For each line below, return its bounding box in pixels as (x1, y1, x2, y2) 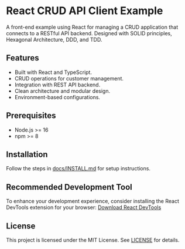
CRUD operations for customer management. (14, 75, 124, 82)
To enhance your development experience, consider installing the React (6, 198, 180, 205)
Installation (6, 149, 48, 159)
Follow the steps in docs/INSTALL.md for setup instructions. (6, 165, 151, 172)
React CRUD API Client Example (6, 4, 163, 18)
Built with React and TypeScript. (14, 69, 92, 76)
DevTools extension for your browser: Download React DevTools (6, 204, 162, 211)
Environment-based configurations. (14, 93, 101, 100)
